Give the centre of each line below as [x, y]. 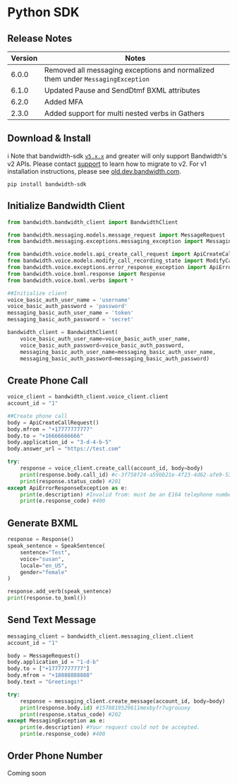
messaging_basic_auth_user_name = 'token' [71, 313]
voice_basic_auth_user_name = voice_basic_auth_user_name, [105, 339]
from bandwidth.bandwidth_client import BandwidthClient [93, 222]
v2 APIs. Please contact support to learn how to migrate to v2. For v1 [107, 164]
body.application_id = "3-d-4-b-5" [60, 442]
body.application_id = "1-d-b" [53, 662]
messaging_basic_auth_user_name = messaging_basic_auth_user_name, [118, 352]
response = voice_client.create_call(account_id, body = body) [111, 468]
